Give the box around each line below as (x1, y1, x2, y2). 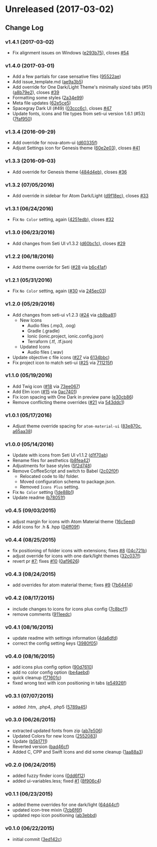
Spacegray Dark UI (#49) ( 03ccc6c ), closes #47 (12, 105, 112, 111)
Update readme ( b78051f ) (12, 494, 66, 500)
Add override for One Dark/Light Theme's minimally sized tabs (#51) (12, 84, 153, 90)
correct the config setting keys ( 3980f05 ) (12, 640, 98, 646)
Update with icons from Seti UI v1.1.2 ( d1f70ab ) (12, 452, 108, 458)
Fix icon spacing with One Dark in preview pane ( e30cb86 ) (12, 394, 134, 400)
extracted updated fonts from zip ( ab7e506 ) (12, 728, 103, 734)
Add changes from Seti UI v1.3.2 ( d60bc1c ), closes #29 (12, 240, 126, 246)
